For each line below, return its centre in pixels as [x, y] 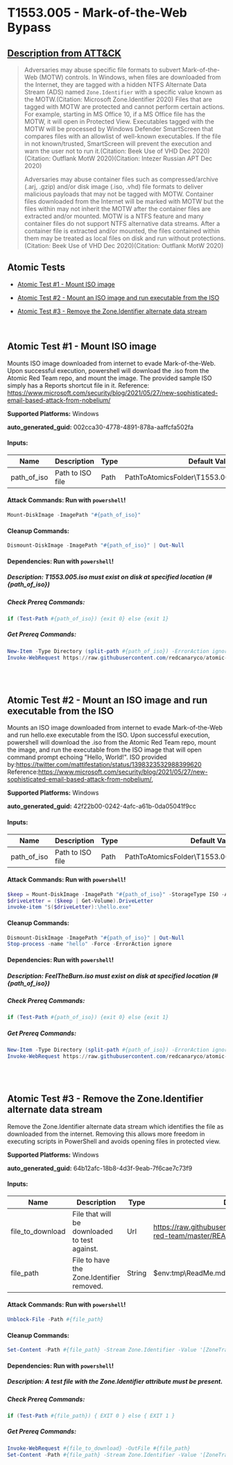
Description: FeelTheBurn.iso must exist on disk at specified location [109, 976]
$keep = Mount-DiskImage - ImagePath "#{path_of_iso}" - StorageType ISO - [116, 894]
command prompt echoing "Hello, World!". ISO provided [87, 757]
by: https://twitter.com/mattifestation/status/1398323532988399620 [105, 765]
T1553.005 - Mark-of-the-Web [97, 13]
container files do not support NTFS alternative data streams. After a [122, 223]
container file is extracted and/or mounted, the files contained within [122, 231]
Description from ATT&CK [64, 53]
